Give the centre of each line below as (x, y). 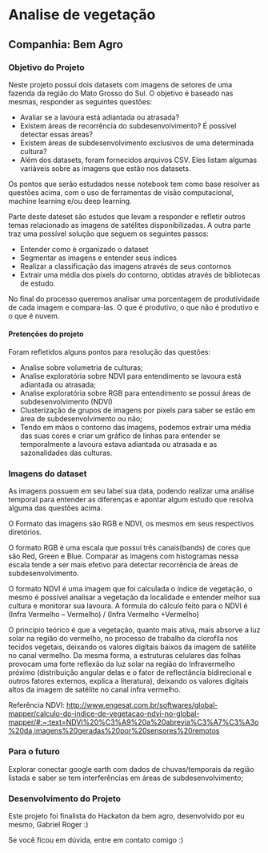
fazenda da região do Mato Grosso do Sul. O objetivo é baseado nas (121, 93)
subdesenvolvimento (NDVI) (66, 402)
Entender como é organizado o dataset (84, 249)
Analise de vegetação (82, 15)
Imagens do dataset (48, 473)
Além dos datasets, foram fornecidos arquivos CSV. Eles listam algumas (138, 160)
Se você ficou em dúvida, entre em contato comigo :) (96, 839)
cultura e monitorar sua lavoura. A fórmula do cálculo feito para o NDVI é (128, 606)
